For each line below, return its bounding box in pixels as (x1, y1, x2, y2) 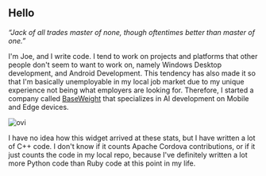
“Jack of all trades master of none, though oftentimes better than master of (8, 27, 256, 37)
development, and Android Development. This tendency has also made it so (8, 68, 256, 78)
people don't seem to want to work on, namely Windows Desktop (8, 60, 222, 69)
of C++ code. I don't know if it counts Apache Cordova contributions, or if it (8, 141, 256, 151)
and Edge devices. (8, 102, 69, 111)
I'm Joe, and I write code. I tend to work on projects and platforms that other (8, 51, 258, 61)
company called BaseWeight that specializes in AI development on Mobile (8, 93, 249, 103)
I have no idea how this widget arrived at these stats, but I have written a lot (8, 133, 256, 143)
